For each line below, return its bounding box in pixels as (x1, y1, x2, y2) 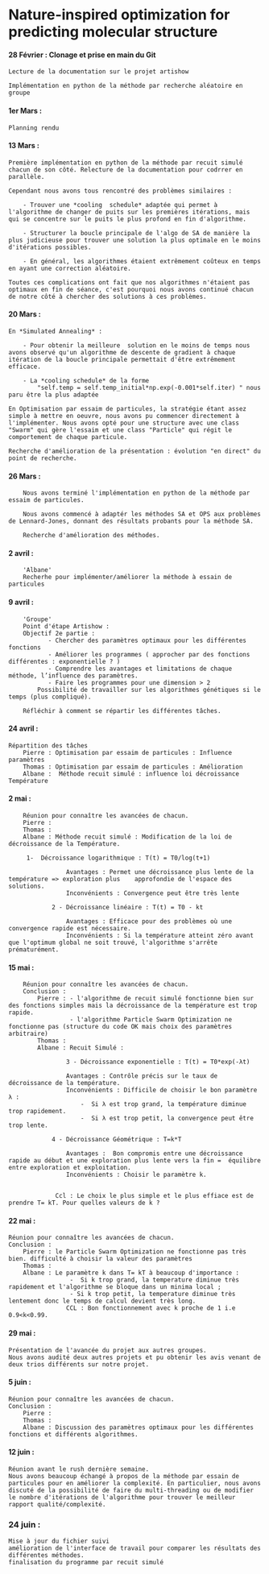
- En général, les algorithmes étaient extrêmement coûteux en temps (23, 257, 262, 265)
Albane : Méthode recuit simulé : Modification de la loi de (23, 833, 232, 841)
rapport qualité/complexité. (8, 1501, 106, 1509)
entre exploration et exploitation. (8, 1164, 131, 1172)
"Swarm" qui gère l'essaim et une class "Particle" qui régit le (8, 426, 232, 434)
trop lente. (8, 1121, 48, 1129)
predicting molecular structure (8, 23, 218, 41)
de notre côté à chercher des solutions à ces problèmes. (8, 292, 207, 300)
